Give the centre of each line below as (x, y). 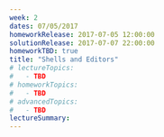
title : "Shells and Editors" (64, 59)
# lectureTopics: (42, 68)
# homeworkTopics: (44, 85)
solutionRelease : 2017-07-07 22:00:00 (82, 43)
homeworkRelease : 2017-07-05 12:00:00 (82, 34)
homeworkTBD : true (44, 51)
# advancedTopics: (44, 101)
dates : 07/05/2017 (44, 26)
